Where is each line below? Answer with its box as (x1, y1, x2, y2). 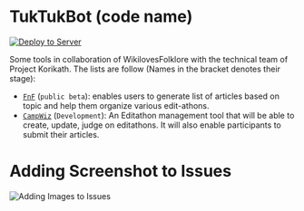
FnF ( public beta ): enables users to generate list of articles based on (22, 91, 279, 101)
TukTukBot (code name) (9, 6, 193, 27)
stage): (9, 72, 36, 83)
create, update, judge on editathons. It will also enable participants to (22, 120, 281, 130)
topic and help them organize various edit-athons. (22, 100, 211, 110)
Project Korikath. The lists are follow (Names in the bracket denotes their (9, 63, 281, 74)
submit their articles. (22, 129, 100, 139)
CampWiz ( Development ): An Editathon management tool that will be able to (22, 110, 295, 120)
